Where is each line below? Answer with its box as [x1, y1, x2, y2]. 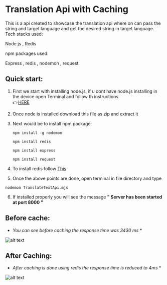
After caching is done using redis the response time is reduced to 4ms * [12, 265, 161, 271]
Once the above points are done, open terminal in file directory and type [12, 175, 162, 181]
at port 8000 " [12, 199, 44, 205]
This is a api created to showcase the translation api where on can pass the [5, 20, 161, 26]
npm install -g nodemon [12, 130, 63, 135]
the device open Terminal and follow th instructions [12, 93, 119, 99]
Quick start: [5, 75, 44, 84]
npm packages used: [5, 50, 49, 56]
